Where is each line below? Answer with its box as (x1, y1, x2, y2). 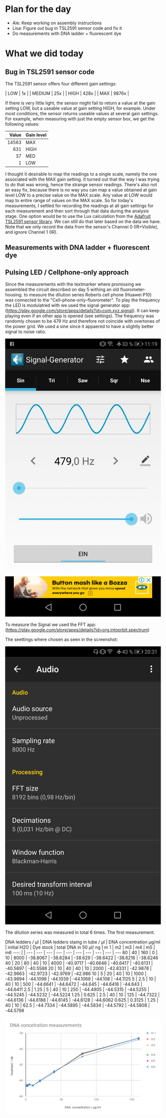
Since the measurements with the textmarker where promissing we (5, 281, 142, 287)
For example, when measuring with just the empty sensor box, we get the (5, 116, 155, 122)
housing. (5, 292, 23, 298)
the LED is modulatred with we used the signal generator (5, 302, 121, 308)
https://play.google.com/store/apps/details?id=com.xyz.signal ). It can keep (6, 308, 160, 314)
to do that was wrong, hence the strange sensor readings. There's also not (5, 181, 157, 187)
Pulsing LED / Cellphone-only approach (5, 268, 129, 277)
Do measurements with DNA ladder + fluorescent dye (12, 30, 122, 36)
